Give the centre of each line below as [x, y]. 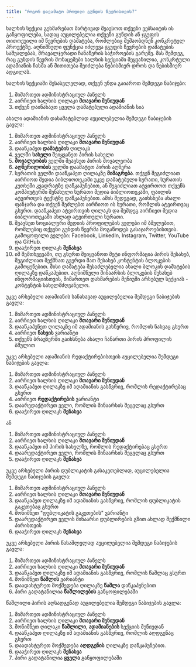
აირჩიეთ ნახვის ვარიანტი [47, 333]
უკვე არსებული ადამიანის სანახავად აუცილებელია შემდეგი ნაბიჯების [93, 296]
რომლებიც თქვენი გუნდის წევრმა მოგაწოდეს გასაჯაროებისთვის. [96, 229]
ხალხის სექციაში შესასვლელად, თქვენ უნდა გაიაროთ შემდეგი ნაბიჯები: [96, 83]
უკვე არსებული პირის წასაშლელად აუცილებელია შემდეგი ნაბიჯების [92, 543]
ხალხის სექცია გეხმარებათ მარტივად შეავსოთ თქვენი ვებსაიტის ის [90, 28]
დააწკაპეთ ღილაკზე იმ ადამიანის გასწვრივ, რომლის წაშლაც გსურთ [100, 573]
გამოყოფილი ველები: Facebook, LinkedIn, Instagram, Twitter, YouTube [102, 235]
